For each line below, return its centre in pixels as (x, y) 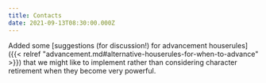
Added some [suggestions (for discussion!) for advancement (108, 45)
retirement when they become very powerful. (82, 70)
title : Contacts (35, 15)
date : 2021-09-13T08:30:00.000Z (62, 23)
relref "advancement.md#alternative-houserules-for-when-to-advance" (141, 54)
